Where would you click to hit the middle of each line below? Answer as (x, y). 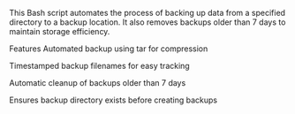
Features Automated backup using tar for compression (109, 49)
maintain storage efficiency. (60, 31)
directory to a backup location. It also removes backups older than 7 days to (147, 22)
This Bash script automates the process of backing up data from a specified (147, 13)
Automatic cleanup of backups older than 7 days (98, 83)
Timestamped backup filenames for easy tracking (99, 66)
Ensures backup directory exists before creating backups (113, 100)
